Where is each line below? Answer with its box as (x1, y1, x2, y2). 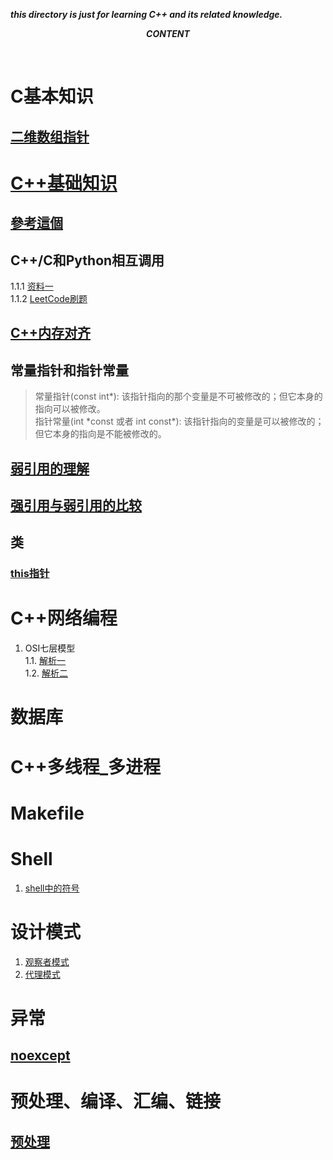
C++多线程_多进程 (10, 755, 162, 778)
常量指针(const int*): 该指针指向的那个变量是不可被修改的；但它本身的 (34, 390, 323, 403)
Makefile (10, 802, 85, 824)
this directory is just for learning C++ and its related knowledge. (10, 9, 283, 20)
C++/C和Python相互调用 (10, 252, 165, 269)
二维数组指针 (10, 128, 90, 145)
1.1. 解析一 (24, 655, 66, 667)
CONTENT (146, 28, 190, 39)
